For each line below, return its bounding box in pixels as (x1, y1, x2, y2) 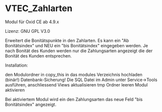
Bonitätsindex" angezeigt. (5, 101, 57, 107)
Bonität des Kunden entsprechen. (5, 53, 72, 58)
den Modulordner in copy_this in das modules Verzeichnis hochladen (5, 71, 143, 77)
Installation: (5, 62, 28, 68)
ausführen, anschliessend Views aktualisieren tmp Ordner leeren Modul (5, 82, 148, 87)
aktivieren (5, 87, 25, 93)
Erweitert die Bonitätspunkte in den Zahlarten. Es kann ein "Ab (5, 37, 130, 43)
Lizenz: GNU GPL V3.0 (5, 28, 50, 34)
